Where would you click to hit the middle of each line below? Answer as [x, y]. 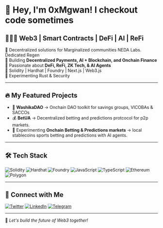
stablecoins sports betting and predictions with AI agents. [70, 135]
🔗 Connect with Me [34, 195]
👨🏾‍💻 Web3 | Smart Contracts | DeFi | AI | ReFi [74, 38]
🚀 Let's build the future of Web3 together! [47, 220]
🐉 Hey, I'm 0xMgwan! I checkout [71, 10]
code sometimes [39, 20]
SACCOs [21, 112]
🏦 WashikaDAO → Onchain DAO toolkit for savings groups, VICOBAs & [82, 107]
